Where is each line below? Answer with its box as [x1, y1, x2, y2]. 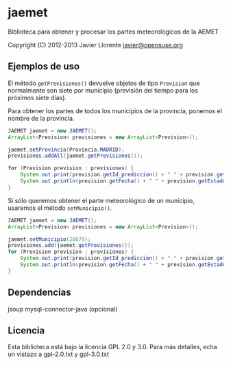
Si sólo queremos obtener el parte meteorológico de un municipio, [8, 196, 195, 204]
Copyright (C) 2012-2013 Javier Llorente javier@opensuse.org [8, 40, 184, 49]
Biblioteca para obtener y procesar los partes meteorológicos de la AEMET [8, 27, 219, 36]
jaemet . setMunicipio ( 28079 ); [8, 235, 91, 243]
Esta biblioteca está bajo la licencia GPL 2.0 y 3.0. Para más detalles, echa [8, 343, 218, 351]
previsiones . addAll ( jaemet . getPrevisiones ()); [8, 152, 143, 159]
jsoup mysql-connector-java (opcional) [8, 305, 118, 313]
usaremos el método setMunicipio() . [8, 204, 112, 212]
